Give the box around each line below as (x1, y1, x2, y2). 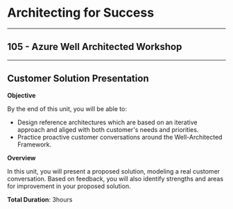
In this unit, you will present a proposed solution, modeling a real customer (7, 167, 221, 175)
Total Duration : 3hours (7, 195, 73, 203)
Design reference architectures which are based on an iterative (17, 118, 198, 126)
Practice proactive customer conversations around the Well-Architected (17, 133, 223, 141)
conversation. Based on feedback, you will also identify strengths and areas (7, 174, 224, 183)
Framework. (17, 140, 52, 149)
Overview (7, 153, 36, 162)
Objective (7, 91, 36, 99)
